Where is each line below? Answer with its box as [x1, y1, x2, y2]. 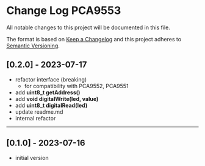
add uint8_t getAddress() [15, 89, 81, 96]
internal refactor [15, 114, 56, 122]
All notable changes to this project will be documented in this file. [6, 24, 171, 31]
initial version [15, 154, 49, 161]
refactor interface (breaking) [15, 75, 87, 83]
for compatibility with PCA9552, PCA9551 [24, 82, 129, 89]
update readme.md [15, 108, 63, 116]
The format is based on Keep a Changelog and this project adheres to [6, 35, 182, 43]
